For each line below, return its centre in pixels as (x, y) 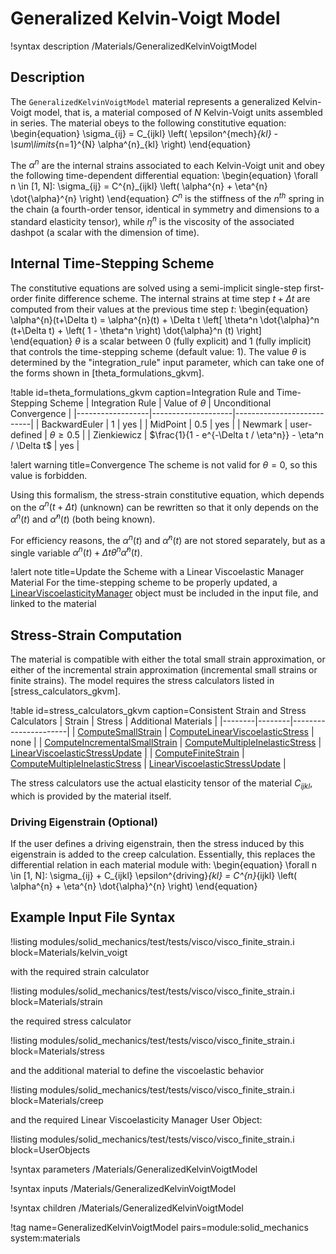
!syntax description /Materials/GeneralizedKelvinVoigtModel (133, 46)
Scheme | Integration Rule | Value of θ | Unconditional (160, 403)
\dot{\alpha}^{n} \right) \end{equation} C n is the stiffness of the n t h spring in (167, 198)
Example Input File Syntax (93, 917)
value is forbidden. (49, 475)
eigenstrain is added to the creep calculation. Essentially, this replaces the (163, 854)
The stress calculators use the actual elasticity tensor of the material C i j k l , (161, 784)
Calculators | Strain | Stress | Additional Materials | (114, 721)
